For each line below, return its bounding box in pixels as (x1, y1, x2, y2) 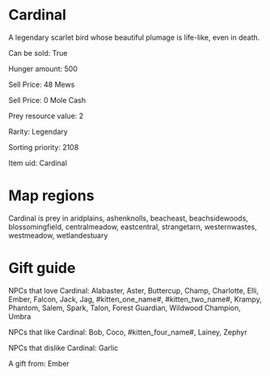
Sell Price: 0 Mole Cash (8, 95, 86, 105)
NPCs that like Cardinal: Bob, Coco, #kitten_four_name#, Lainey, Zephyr (8, 327, 248, 337)
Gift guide (8, 259, 76, 277)
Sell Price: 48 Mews (8, 79, 75, 89)
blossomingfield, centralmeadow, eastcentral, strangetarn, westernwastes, (8, 221, 257, 232)
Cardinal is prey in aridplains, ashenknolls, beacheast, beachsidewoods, (8, 213, 249, 223)
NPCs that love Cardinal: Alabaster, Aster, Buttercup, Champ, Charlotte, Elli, (8, 285, 259, 295)
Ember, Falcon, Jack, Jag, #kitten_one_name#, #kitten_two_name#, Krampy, (8, 294, 263, 304)
